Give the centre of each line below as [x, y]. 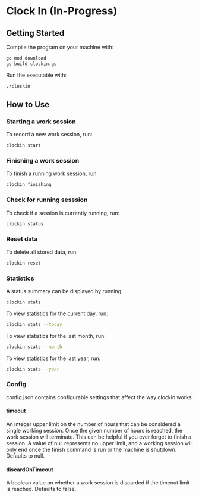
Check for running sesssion [47, 200]
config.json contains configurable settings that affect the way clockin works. [100, 397]
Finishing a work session [43, 161]
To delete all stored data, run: [42, 252]
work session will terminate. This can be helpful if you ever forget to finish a [99, 437]
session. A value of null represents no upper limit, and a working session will [99, 443]
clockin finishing [29, 185]
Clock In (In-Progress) [62, 11]
